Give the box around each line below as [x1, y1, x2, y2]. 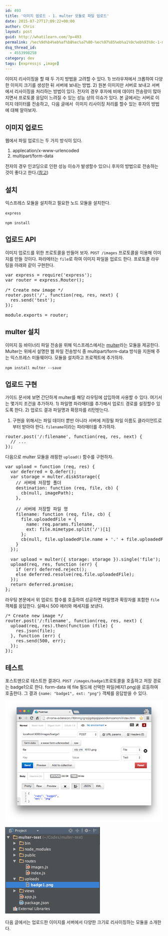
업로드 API [5, 236, 36, 244]
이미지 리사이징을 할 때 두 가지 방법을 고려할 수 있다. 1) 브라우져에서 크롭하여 [5, 76, 154, 82]
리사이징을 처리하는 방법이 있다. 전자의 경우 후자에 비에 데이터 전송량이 [14, 88, 152, 95]
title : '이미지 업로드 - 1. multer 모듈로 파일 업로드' [5, 13, 109, 19]
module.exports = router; [5, 312, 69, 318]
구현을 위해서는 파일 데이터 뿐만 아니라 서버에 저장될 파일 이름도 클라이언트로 [12, 417, 162, 423]
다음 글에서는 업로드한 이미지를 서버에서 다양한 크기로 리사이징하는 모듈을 [5, 919, 148, 925]
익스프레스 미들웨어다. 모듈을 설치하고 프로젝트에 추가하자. [10, 354, 124, 360]
